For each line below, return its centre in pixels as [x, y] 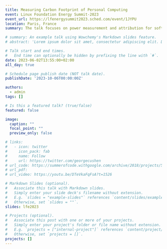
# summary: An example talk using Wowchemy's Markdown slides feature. [81, 37]
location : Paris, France [31, 24]
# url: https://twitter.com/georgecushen [53, 161]
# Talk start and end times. [35, 51]
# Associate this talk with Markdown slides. [55, 188]
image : [12, 119]
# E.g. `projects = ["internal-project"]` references [64, 230]
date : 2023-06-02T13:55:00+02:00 [40, 60]
